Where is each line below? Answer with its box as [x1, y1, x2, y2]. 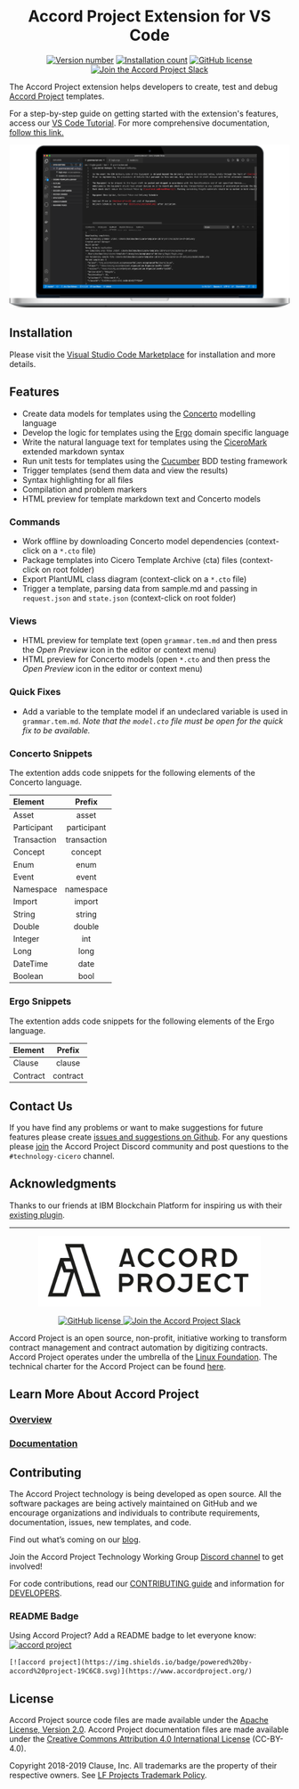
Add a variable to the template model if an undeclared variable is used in [21, 706, 288, 716]
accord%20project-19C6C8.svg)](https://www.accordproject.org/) [9, 1667, 253, 1676]
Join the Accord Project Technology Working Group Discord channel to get [9, 1552, 284, 1563]
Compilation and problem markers [21, 484, 148, 494]
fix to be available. [21, 724, 91, 736]
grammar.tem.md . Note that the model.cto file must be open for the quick [21, 715, 284, 726]
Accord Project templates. [9, 91, 105, 102]
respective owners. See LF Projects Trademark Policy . [9, 1770, 207, 1781]
